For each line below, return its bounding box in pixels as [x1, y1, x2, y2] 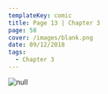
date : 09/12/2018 [8, 41, 65, 49]
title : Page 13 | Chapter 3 [8, 19, 101, 27]
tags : [8, 48, 26, 56]
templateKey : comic [8, 11, 73, 20]
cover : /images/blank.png [8, 33, 93, 42]
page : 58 [8, 26, 37, 34]
